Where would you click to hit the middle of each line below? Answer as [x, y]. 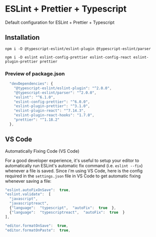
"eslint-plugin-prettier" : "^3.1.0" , [52, 106]
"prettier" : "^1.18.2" [37, 120]
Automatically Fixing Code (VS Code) [42, 151]
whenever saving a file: [28, 181]
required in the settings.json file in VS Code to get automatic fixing [73, 176]
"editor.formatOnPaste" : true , [38, 230]
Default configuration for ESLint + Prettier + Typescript [60, 22]
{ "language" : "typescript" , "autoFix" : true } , [63, 208]
